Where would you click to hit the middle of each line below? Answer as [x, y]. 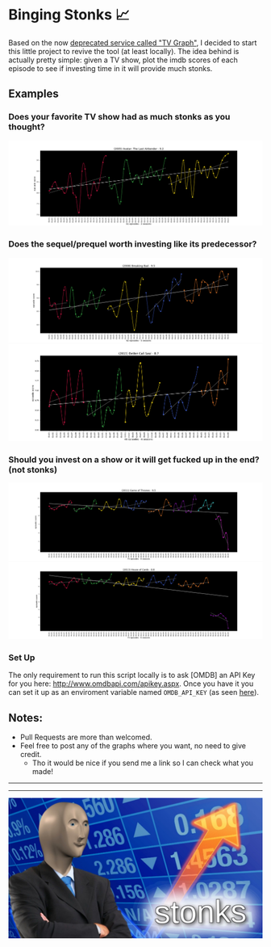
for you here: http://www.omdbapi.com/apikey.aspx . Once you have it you [131, 684]
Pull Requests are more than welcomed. [86, 737]
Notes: [25, 718]
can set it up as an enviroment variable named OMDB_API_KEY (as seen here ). [134, 692]
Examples [33, 94]
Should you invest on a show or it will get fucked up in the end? [134, 459]
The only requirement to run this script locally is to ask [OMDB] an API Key [132, 676]
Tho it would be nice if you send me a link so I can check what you [143, 763]
